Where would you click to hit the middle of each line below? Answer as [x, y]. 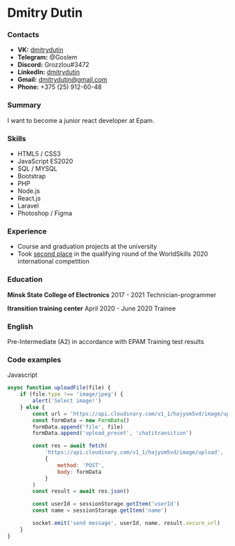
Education [25, 280]
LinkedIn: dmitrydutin [49, 72]
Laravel [28, 206]
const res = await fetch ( [70, 446]
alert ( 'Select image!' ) [67, 401]
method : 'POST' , [81, 465]
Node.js [29, 191]
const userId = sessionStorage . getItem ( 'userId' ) [106, 504]
